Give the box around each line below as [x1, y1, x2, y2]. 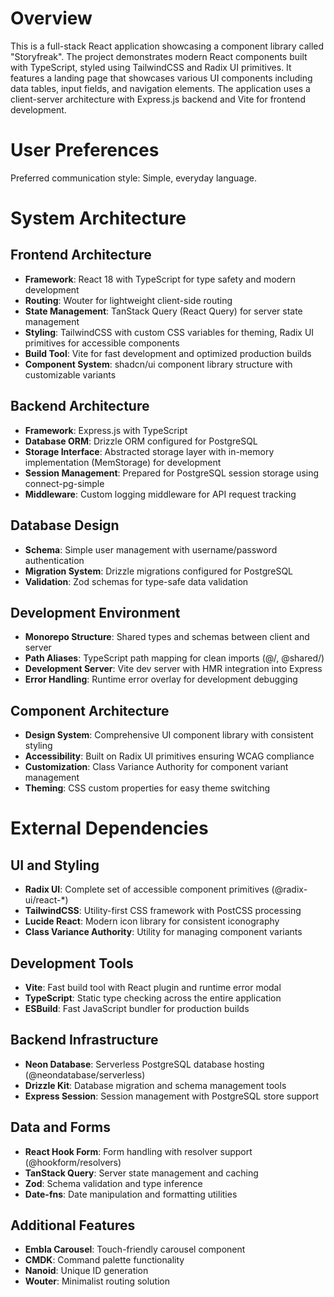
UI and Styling [10, 857, 100, 874]
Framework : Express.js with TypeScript [24, 424, 188, 436]
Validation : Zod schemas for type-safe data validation [24, 575, 249, 587]
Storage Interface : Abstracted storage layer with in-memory [24, 445, 275, 457]
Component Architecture [10, 702, 170, 719]
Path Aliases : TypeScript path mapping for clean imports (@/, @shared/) [24, 652, 325, 664]
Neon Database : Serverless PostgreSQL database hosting [24, 1058, 265, 1070]
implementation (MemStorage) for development [24, 456, 222, 468]
